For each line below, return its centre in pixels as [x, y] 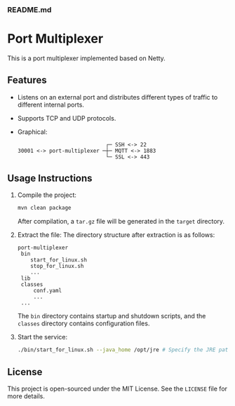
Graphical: [32, 132]
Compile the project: [47, 195]
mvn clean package [44, 208]
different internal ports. [51, 104]
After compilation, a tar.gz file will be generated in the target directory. [121, 222]
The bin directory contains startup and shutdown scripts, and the [112, 316]
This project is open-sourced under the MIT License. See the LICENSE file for [117, 389]
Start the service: [42, 337]
